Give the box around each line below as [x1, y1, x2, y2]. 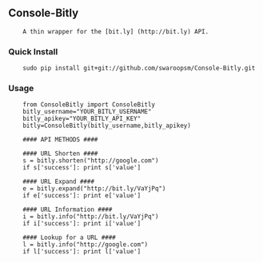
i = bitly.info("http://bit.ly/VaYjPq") [22, 213, 159, 221]
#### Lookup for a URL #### [22, 233, 116, 242]
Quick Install [8, 46, 58, 57]
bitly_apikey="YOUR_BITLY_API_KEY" [22, 115, 141, 123]
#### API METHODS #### [22, 136, 98, 144]
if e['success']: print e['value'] [22, 192, 141, 200]
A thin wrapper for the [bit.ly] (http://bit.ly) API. [22, 27, 209, 35]
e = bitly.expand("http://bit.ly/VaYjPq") [22, 185, 166, 193]
